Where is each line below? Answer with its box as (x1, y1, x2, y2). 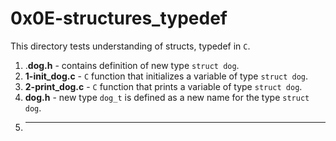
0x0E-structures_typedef (10, 7, 228, 30)
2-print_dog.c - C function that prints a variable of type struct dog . (24, 80, 303, 92)
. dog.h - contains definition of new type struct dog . (24, 59, 240, 71)
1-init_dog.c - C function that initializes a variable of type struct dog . (24, 70, 309, 82)
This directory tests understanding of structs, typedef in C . (10, 40, 251, 52)
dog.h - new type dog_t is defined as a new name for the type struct (24, 91, 310, 103)
